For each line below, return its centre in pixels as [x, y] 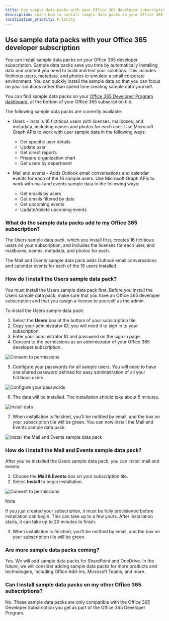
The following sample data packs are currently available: [64, 112]
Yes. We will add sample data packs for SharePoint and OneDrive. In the [80, 561]
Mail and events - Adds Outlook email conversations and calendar [81, 173]
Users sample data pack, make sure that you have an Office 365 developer [83, 295]
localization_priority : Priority [40, 19]
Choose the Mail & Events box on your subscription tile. [70, 476]
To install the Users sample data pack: [45, 310]
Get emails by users [40, 194]
